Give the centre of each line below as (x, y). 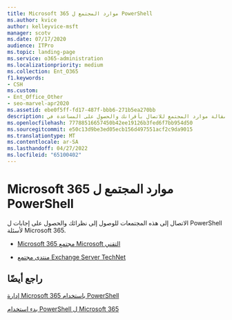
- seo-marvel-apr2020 (38, 104)
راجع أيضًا (25, 279)
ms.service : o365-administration (55, 59)
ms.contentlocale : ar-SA (43, 142)
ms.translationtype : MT (41, 135)
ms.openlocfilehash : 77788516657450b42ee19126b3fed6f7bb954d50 (100, 123)
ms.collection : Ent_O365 (43, 71)
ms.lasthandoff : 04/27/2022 (48, 149)
